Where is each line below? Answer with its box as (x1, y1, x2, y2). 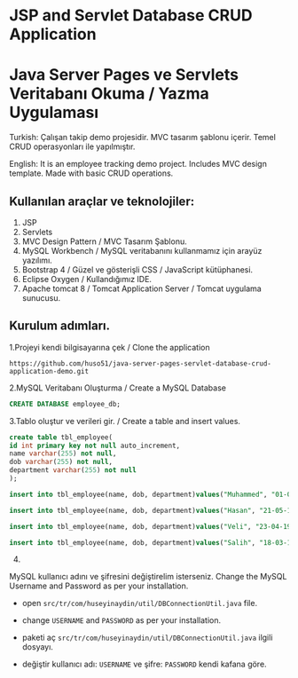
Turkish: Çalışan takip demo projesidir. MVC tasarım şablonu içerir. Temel (9, 132, 277, 143)
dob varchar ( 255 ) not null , (9, 458, 114, 467)
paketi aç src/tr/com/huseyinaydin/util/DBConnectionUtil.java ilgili (21, 632, 273, 643)
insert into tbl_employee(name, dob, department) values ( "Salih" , (9, 538, 255, 547)
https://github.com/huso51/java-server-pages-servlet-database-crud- (9, 359, 272, 368)
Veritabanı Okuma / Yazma (9, 83, 210, 104)
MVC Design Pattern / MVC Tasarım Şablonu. (21, 236, 188, 247)
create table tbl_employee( (9, 432, 114, 442)
